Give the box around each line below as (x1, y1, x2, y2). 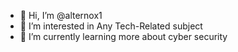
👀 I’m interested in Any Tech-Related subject (19, 20, 203, 32)
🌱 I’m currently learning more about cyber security (19, 31, 228, 42)
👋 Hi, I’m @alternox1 (19, 10, 103, 21)
